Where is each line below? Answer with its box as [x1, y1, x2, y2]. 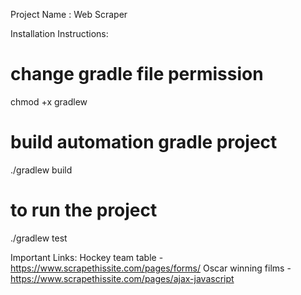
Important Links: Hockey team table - [10, 251, 164, 263]
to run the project [10, 199, 158, 222]
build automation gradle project [10, 131, 278, 154]
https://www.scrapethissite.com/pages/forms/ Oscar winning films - [10, 262, 292, 274]
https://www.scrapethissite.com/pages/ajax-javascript [10, 272, 235, 284]
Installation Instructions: [10, 28, 109, 39]
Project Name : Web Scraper [10, 9, 128, 20]
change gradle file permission [10, 63, 264, 86]
